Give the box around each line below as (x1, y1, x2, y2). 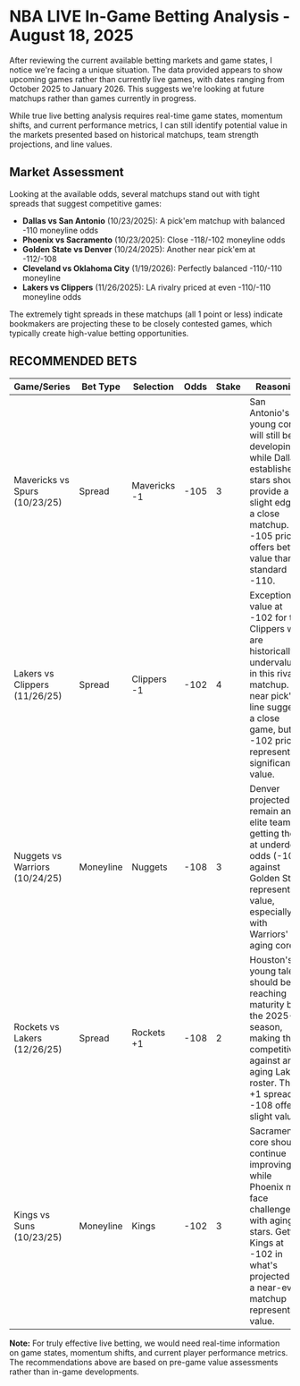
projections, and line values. (9, 139, 113, 149)
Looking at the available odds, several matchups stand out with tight (9, 188, 261, 199)
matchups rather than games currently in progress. (9, 92, 196, 104)
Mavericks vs (13, 473, 70, 486)
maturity (249, 998, 285, 1010)
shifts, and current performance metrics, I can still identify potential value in (9, 119, 287, 131)
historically (249, 644, 296, 657)
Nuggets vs (13, 849, 62, 862)
